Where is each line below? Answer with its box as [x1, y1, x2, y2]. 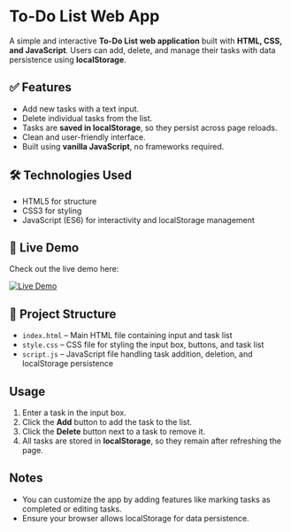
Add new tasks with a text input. [21, 104, 140, 114]
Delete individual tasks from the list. [21, 112, 153, 123]
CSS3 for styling [21, 205, 82, 216]
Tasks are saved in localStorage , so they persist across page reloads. [21, 122, 278, 133]
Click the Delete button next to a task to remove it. [21, 427, 206, 436]
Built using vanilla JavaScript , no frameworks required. [21, 141, 225, 151]
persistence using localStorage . [9, 54, 126, 65]
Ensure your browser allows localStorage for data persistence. [21, 513, 249, 523]
